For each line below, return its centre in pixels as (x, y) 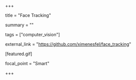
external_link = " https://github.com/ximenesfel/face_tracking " (68, 44)
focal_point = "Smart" (27, 63)
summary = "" (19, 25)
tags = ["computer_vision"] (33, 35)
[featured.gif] (19, 54)
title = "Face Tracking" (28, 15)
